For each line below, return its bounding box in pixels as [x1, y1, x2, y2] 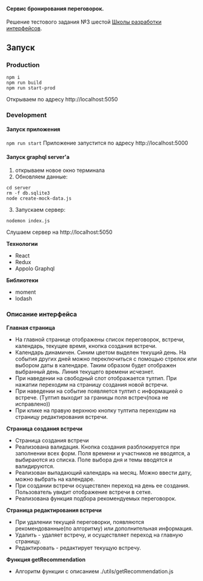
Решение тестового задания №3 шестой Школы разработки [6, 18, 162, 25]
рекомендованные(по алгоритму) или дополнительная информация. [15, 525, 193, 532]
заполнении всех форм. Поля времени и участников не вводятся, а [15, 449, 191, 457]
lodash [15, 295, 32, 302]
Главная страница [6, 324, 56, 331]
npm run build [6, 80, 42, 86]
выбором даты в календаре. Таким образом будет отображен [15, 361, 177, 369]
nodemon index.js [6, 218, 50, 224]
